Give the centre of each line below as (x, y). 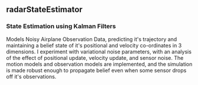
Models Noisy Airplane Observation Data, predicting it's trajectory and (92, 39)
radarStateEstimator (44, 10)
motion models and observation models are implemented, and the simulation (99, 64)
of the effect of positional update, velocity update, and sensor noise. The (95, 57)
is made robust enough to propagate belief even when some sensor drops (96, 70)
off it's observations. (31, 76)
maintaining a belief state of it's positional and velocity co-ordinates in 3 (94, 45)
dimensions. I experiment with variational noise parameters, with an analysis (99, 52)
